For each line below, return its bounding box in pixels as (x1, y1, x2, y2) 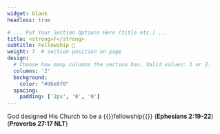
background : (13, 74, 48, 81)
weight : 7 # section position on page (7, 48, 122, 55)
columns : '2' (13, 67, 51, 75)
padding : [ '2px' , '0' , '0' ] (19, 93, 100, 100)
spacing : (13, 87, 39, 94)
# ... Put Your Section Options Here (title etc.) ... (7, 29, 168, 36)
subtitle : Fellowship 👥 (7, 42, 76, 49)
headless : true (7, 17, 51, 23)
